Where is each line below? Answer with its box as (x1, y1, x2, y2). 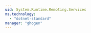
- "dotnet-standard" (9, 16, 51, 21)
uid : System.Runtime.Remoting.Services (5, 7, 87, 12)
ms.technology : (5, 12, 36, 16)
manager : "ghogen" (5, 20, 43, 26)
